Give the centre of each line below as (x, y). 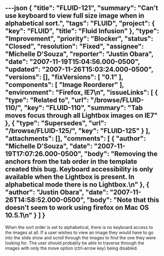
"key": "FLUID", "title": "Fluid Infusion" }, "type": (82, 31)
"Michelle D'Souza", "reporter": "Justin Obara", (79, 54)
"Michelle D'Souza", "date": (49, 146)
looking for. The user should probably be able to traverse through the (75, 243)
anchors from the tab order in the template (71, 162)
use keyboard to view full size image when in (75, 16)
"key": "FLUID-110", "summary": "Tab (83, 108)
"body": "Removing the (121, 154)
